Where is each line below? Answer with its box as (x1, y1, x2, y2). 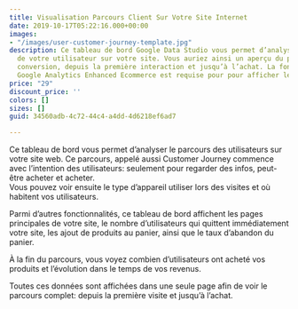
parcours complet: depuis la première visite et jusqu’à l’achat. (9, 290, 233, 301)
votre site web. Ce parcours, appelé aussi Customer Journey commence (9, 154, 275, 164)
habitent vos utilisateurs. (9, 192, 99, 202)
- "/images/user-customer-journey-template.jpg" (9, 37, 192, 47)
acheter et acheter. (25, 172, 96, 183)
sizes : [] (9, 104, 46, 113)
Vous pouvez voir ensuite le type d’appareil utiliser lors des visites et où (9, 182, 271, 193)
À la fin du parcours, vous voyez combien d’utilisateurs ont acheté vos (9, 254, 266, 265)
